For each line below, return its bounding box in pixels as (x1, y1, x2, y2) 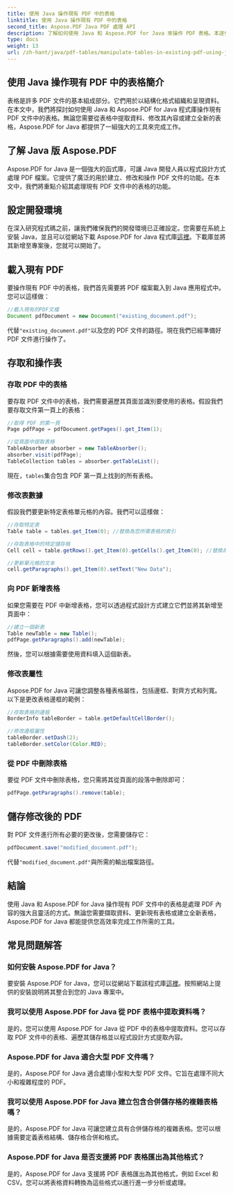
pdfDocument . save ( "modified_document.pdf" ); (7, 844, 138, 851)
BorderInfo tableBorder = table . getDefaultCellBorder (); (7, 715, 175, 722)
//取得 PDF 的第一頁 (7, 419, 60, 427)
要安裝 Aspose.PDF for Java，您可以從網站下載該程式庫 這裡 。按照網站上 (7, 979, 215, 988)
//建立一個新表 (7, 624, 45, 631)
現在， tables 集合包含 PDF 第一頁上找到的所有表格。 (7, 471, 157, 480)
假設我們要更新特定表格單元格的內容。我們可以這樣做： (7, 507, 165, 516)
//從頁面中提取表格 (7, 439, 55, 445)
